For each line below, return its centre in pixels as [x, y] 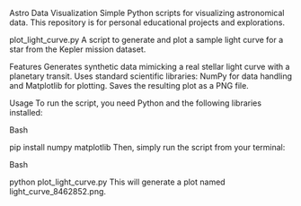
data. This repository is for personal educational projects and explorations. [147, 22]
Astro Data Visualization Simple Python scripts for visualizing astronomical [147, 13]
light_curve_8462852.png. [58, 191]
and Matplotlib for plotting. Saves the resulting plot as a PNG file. [129, 86]
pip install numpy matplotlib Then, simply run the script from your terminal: [147, 147]
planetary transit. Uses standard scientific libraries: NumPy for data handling [151, 76]
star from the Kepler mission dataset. [78, 49]
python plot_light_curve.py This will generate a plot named [118, 182]
